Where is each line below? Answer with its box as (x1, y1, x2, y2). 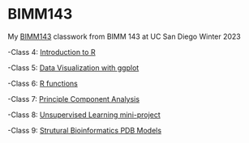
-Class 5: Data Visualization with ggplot (7, 62, 140, 73)
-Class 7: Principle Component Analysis (7, 94, 140, 103)
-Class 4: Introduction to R (7, 47, 96, 57)
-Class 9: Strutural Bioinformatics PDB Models (7, 125, 162, 135)
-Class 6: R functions (7, 78, 78, 88)
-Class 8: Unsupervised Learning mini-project (7, 110, 161, 120)
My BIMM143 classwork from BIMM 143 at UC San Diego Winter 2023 (7, 32, 241, 41)
